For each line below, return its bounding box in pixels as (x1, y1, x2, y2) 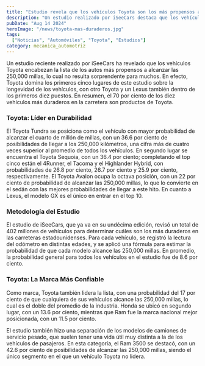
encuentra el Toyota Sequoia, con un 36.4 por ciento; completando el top (6, 153, 190, 161)
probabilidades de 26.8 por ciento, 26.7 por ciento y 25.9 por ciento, (6, 166, 178, 174)
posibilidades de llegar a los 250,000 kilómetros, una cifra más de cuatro (6, 141, 190, 148)
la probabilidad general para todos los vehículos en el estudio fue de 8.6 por (6, 253, 198, 261)
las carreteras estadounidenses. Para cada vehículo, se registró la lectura (6, 234, 191, 241)
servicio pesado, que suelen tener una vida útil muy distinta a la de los (6, 333, 183, 340)
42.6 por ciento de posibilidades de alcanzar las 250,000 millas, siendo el (6, 346, 192, 353)
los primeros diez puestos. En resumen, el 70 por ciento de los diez (6, 92, 176, 99)
